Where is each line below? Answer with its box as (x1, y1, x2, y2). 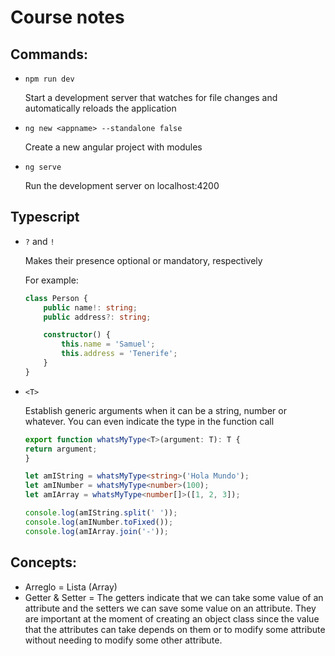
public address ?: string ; (43, 312, 152, 322)
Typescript (10, 209, 80, 226)
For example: (24, 274, 79, 286)
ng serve (24, 162, 62, 172)
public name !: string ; (43, 302, 138, 313)
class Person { (24, 293, 89, 303)
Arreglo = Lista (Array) (24, 581, 118, 593)
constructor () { (43, 330, 111, 340)
